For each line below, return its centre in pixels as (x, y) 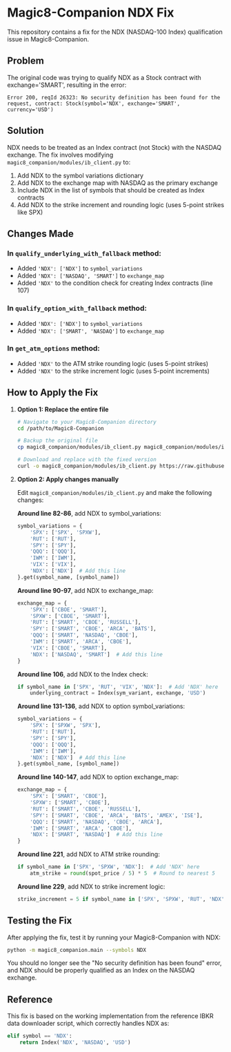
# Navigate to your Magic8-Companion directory (87, 422)
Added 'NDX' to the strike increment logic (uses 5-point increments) (113, 371)
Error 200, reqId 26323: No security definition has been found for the (114, 97)
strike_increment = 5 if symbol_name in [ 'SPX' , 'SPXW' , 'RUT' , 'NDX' (121, 899)
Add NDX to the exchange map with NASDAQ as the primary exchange (118, 183)
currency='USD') (30, 109)
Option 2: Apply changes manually (68, 479)
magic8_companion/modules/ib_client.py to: (69, 162)
